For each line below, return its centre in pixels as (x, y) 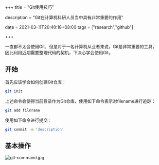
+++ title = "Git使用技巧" (30, 7)
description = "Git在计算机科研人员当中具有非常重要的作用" (64, 17)
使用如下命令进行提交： (28, 120)
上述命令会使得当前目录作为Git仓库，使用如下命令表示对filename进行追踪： (80, 101)
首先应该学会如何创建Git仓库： (36, 82)
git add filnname (23, 110)
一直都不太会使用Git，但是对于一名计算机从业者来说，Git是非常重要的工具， (81, 47)
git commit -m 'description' (35, 129)
